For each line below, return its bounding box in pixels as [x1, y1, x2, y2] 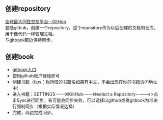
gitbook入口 [12, 67, 37, 72]
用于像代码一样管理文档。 [5, 31, 57, 37]
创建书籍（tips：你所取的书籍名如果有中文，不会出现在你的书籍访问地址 [12, 79, 158, 85]
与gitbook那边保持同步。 [5, 37, 55, 43]
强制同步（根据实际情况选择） [16, 103, 77, 109]
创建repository [5, 4, 51, 13]
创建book [5, 53, 34, 61]
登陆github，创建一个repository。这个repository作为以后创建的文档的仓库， [5, 24, 158, 30]
